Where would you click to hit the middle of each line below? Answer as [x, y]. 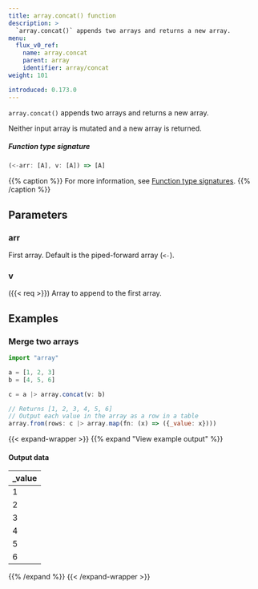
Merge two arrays [44, 341]
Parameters [38, 214]
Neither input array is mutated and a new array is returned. [105, 128]
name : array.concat [55, 53]
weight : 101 [28, 75]
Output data [29, 457]
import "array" [34, 358]
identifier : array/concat [66, 68]
